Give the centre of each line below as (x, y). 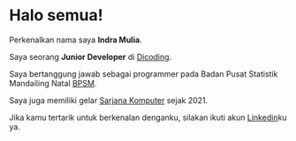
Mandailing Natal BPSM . (53, 83)
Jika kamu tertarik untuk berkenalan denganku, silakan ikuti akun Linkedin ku (148, 117)
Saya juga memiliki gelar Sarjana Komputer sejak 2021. (109, 100)
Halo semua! (56, 15)
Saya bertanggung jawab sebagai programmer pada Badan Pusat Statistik (144, 74)
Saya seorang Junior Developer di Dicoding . (91, 56)
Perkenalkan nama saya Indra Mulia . (76, 40)
